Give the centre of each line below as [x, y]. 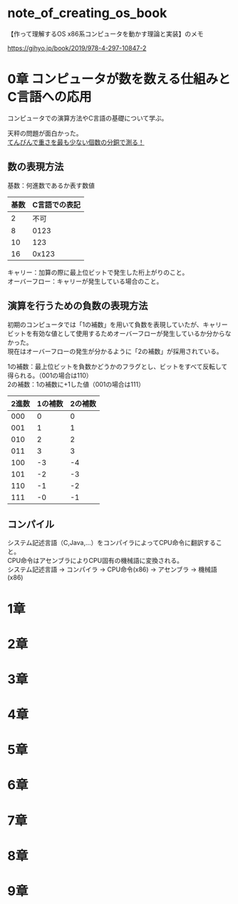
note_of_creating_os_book [87, 13]
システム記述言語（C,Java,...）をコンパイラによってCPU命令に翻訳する [112, 543]
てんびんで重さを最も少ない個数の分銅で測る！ [76, 142]
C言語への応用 [50, 97]
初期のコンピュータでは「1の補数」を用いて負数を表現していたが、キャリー [118, 324]
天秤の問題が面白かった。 [45, 133]
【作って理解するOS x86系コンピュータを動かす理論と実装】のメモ [105, 34]
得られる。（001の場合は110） [50, 375]
